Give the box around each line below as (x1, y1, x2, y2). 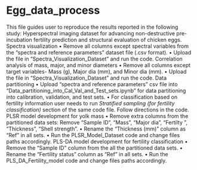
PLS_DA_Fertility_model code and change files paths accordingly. (6, 157, 167, 164)
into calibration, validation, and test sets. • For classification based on (6, 93, 178, 101)
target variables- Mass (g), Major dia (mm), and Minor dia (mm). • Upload (6, 68, 187, 75)
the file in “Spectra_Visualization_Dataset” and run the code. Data (6, 74, 167, 81)
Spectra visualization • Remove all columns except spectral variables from (6, 42, 189, 50)
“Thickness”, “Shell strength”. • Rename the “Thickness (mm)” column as (6, 125, 186, 132)
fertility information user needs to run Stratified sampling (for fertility (6, 99, 175, 107)
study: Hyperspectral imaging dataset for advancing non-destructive (6, 29, 175, 37)
